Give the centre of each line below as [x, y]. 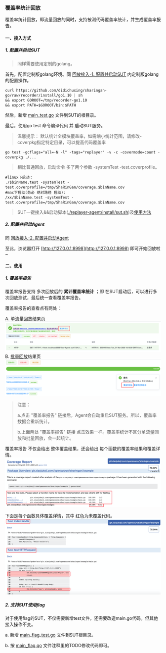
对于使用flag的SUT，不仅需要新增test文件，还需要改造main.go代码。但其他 [82, 618]
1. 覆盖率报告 [18, 278]
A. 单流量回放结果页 [25, 319]
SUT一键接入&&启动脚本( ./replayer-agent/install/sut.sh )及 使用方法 [84, 212]
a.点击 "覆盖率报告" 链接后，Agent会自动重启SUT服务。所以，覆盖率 [87, 415]
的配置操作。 [18, 80]
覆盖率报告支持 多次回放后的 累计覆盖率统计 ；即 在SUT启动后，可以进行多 [81, 292]
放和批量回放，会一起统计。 [45, 438]
